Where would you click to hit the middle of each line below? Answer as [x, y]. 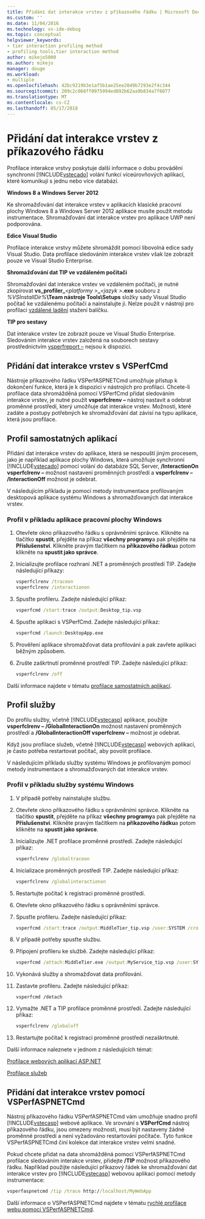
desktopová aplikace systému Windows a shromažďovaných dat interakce [100, 498]
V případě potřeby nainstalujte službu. [63, 798]
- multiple [21, 80]
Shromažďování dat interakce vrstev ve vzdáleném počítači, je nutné [93, 284]
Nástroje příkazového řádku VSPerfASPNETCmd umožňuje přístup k [92, 381]
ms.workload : [23, 74]
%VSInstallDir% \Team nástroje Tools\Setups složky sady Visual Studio [96, 297]
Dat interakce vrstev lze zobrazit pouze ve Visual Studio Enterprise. [91, 334]
